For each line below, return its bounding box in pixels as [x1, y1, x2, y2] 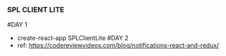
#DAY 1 [7, 21, 28, 29]
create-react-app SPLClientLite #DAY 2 [17, 34, 129, 42]
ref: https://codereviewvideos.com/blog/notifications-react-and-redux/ [17, 41, 219, 50]
